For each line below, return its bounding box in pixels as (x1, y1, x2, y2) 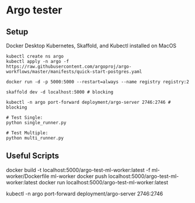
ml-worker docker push (50, 173, 107, 180)
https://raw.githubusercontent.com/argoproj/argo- (6, 64, 132, 69)
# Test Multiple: (6, 130, 48, 136)
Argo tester (6, 3, 62, 17)
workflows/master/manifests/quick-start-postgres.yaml (6, 69, 142, 75)
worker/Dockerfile (6, 173, 50, 180)
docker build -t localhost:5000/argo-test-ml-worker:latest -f (6, 166, 151, 173)
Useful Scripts (6, 151, 60, 161)
